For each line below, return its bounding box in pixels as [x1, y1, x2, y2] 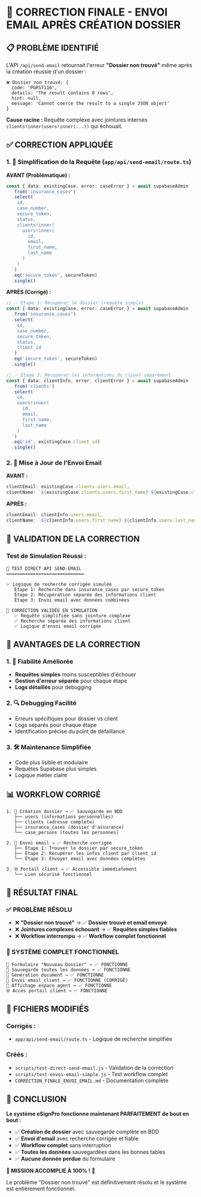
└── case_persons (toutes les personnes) [14, 829, 119, 835]
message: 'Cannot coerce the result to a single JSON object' [11, 101, 170, 107]
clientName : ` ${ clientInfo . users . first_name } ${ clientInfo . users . [6, 517, 175, 523]
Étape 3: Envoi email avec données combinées [14, 597, 130, 603]
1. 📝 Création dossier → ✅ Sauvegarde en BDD [6, 808, 123, 814]
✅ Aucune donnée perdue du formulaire [14, 1155, 115, 1162]
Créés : [6, 1050, 28, 1059]
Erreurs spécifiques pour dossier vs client [14, 715, 118, 722]
